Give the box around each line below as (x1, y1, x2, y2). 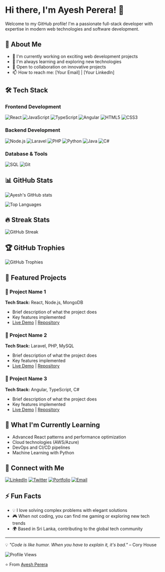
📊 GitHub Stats (5, 176, 53, 185)
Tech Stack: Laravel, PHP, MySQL (5, 343, 75, 349)
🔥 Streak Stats (5, 216, 50, 224)
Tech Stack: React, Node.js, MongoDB (5, 300, 83, 305)
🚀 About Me (5, 40, 42, 49)
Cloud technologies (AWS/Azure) (12, 439, 80, 445)
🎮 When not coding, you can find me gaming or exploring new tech (12, 513, 150, 519)
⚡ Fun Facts (5, 492, 42, 500)
